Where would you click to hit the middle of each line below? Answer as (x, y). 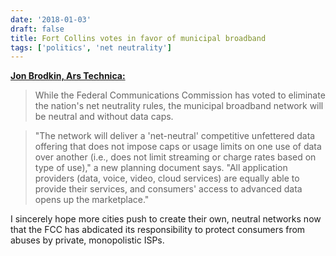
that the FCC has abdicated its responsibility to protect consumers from (158, 230)
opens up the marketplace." (92, 200)
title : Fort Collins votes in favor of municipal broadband (138, 38)
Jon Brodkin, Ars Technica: (68, 76)
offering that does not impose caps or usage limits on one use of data (178, 147)
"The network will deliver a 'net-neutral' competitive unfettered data (175, 136)
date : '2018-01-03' (51, 19)
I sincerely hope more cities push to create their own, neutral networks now (166, 219)
